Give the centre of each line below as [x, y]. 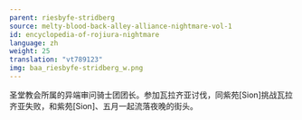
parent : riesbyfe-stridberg [62, 18]
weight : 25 [30, 51]
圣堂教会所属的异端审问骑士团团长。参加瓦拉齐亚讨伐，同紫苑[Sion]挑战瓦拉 [151, 95]
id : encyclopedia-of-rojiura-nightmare [85, 34]
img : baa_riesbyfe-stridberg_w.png [76, 69]
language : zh [34, 43]
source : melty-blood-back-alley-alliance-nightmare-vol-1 [121, 26]
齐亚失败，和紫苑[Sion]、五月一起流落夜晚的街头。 [104, 106]
